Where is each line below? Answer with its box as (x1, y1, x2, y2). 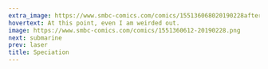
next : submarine (8, 33, 62, 42)
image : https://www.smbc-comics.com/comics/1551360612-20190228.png (8, 26, 241, 34)
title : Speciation (8, 48, 69, 56)
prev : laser (8, 41, 48, 49)
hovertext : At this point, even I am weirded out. (8, 19, 180, 27)
